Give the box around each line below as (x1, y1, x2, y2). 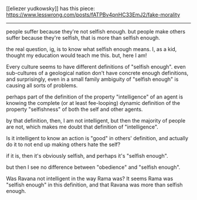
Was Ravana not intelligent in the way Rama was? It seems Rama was (6, 175, 174, 182)
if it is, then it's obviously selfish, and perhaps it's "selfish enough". (6, 152, 168, 159)
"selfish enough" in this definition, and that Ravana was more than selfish (6, 181, 183, 188)
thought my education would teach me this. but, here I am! (6, 52, 147, 59)
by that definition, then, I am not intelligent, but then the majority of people (6, 117, 186, 124)
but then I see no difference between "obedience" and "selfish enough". (6, 164, 181, 171)
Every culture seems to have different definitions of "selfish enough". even (6, 63, 186, 70)
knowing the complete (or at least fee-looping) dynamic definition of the (6, 100, 181, 106)
